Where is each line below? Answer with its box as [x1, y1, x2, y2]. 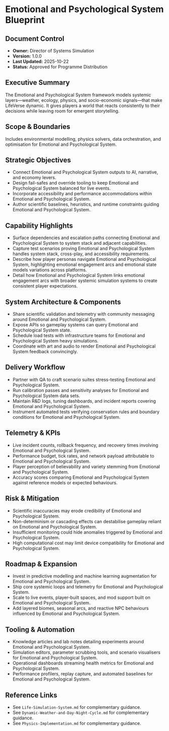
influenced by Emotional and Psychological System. [12, 610, 120, 616]
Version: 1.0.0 [12, 53, 42, 59]
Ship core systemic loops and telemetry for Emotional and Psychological [12, 584, 163, 590]
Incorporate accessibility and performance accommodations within [12, 191, 152, 197]
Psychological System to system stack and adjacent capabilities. [12, 240, 147, 246]
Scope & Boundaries [5, 123, 71, 131]
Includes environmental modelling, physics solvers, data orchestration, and [5, 136, 161, 142]
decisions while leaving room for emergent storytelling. [5, 107, 120, 114]
